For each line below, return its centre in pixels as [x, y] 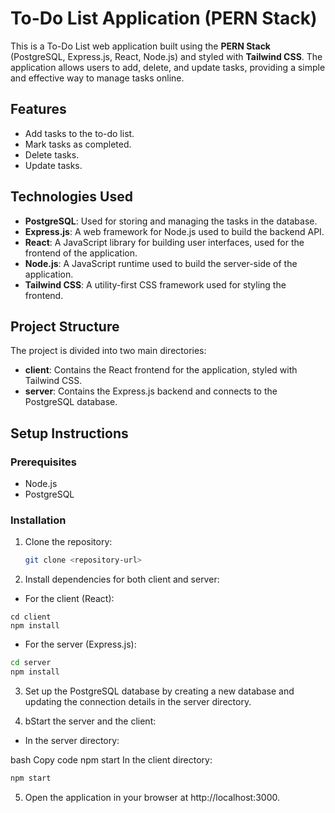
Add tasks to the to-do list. [79, 133]
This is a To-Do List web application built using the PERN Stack [140, 46]
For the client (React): [69, 599]
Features [38, 109]
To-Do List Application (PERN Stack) [164, 18]
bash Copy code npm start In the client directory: [111, 759]
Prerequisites [43, 462]
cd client [31, 617]
